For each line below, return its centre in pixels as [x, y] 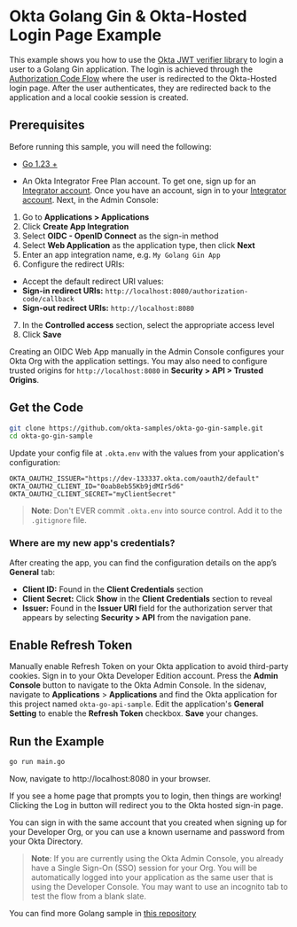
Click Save [42, 334]
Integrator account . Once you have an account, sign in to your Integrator [154, 190]
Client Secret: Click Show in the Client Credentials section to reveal [147, 598]
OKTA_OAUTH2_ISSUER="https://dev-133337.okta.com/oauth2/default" [134, 479]
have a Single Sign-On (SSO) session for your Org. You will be [144, 868]
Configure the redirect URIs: [73, 264]
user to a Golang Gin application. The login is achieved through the [131, 69]
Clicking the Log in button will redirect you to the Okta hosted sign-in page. [146, 806]
